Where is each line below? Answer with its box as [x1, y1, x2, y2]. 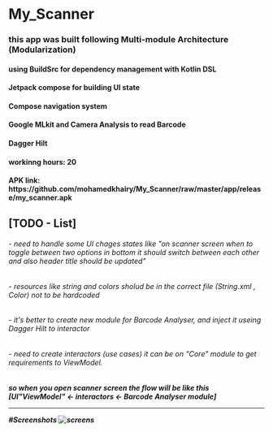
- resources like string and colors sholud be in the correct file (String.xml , [8, 281, 256, 291]
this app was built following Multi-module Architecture [8, 34, 229, 45]
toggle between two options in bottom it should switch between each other [8, 248, 260, 257]
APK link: [8, 175, 41, 185]
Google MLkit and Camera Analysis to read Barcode [8, 119, 187, 130]
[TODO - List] [8, 216, 77, 230]
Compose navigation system [8, 101, 108, 110]
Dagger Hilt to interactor [8, 324, 90, 334]
